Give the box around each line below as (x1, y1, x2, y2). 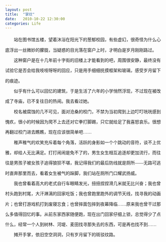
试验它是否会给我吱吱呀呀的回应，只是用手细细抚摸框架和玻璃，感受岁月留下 (5, 68, 161, 73)
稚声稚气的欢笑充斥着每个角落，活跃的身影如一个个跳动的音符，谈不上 (14, 140, 157, 145)
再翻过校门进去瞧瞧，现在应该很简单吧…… (5, 130, 92, 135)
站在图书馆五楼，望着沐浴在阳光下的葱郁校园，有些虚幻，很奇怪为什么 (14, 37, 157, 42)
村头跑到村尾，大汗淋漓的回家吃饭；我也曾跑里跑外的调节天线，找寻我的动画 (5, 191, 161, 197)
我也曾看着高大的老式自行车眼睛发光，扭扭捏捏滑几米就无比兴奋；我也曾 (14, 181, 161, 186)
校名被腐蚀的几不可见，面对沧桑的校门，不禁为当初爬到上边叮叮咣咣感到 (14, 109, 161, 114)
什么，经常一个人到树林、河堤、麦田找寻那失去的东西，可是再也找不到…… (5, 222, 157, 227)
